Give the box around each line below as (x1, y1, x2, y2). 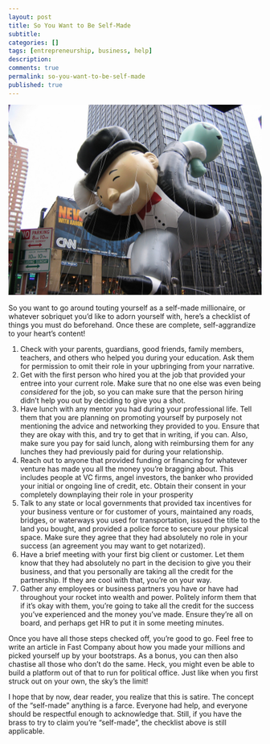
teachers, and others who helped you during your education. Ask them (19, 353, 255, 362)
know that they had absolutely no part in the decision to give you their (19, 558, 252, 568)
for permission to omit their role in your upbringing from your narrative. (19, 361, 255, 370)
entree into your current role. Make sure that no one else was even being (19, 378, 261, 388)
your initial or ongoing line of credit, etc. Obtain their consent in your (19, 481, 247, 490)
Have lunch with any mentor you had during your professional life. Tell (19, 403, 252, 414)
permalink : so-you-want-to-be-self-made (8, 72, 146, 81)
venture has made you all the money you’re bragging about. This (19, 464, 235, 473)
